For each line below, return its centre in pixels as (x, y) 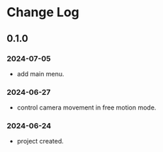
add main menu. (40, 74)
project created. (40, 141)
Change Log (43, 12)
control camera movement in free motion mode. (86, 107)
